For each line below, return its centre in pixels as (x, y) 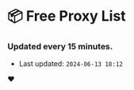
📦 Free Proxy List (67, 16)
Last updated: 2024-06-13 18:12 (71, 64)
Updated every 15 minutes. (60, 47)
